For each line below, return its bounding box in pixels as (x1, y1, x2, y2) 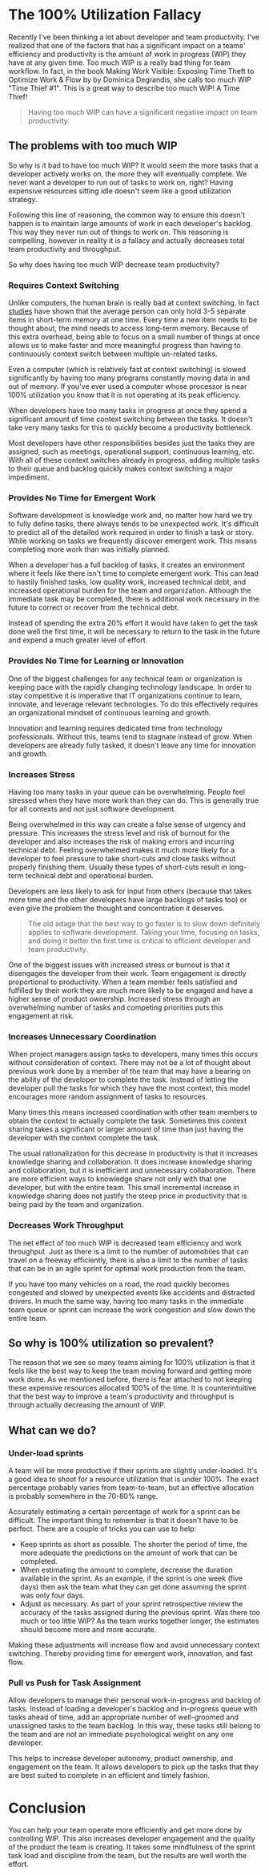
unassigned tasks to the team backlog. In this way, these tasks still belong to (8, 1721, 261, 1731)
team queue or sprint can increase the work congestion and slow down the (8, 1305, 256, 1314)
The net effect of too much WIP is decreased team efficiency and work (8, 1237, 243, 1248)
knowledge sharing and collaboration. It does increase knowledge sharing (8, 1157, 252, 1167)
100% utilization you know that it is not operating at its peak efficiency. (8, 391, 242, 400)
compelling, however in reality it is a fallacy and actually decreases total (8, 235, 245, 245)
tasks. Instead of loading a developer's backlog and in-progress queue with (8, 1704, 258, 1714)
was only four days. (19, 1590, 86, 1601)
